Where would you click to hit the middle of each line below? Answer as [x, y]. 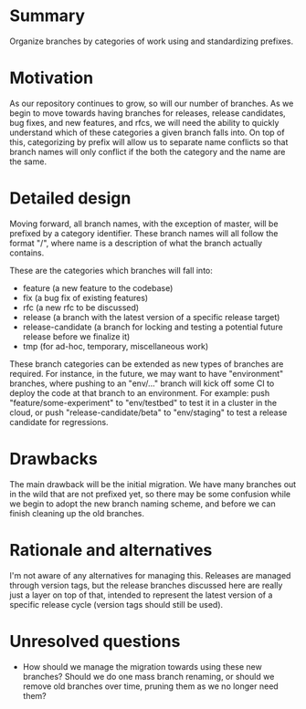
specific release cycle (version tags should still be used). [116, 604]
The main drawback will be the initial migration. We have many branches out [153, 484]
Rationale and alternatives [111, 550]
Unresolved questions [95, 641]
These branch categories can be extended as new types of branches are [147, 364]
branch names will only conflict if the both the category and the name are [148, 151]
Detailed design [70, 198]
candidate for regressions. [59, 422]
